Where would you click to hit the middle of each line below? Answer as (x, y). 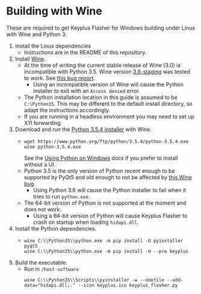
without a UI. (40, 164)
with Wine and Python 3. (37, 34)
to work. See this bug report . (59, 78)
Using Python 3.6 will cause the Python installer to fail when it (110, 190)
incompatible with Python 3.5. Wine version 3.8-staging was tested (107, 71)
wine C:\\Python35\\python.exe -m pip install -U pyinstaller (104, 241)
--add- (175, 280)
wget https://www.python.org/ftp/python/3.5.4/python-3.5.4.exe (106, 141)
